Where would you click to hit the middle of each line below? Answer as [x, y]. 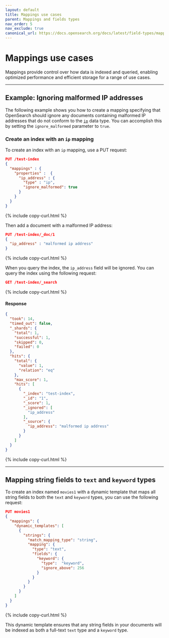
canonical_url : [21, 33]
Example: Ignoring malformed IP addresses [74, 98]
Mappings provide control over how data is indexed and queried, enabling [82, 72]
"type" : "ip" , [39, 183]
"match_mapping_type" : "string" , [63, 540]
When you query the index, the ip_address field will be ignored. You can [80, 268]
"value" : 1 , [31, 366]
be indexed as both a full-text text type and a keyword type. [67, 630]
